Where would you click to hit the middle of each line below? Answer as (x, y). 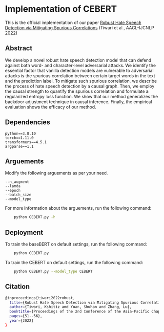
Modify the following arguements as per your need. (57, 173)
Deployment (24, 232)
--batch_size (18, 195)
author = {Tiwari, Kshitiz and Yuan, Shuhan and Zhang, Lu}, (71, 307)
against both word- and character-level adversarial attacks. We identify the (81, 65)
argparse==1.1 (20, 146)
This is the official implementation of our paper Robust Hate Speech (73, 22)
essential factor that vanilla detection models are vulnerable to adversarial (79, 70)
